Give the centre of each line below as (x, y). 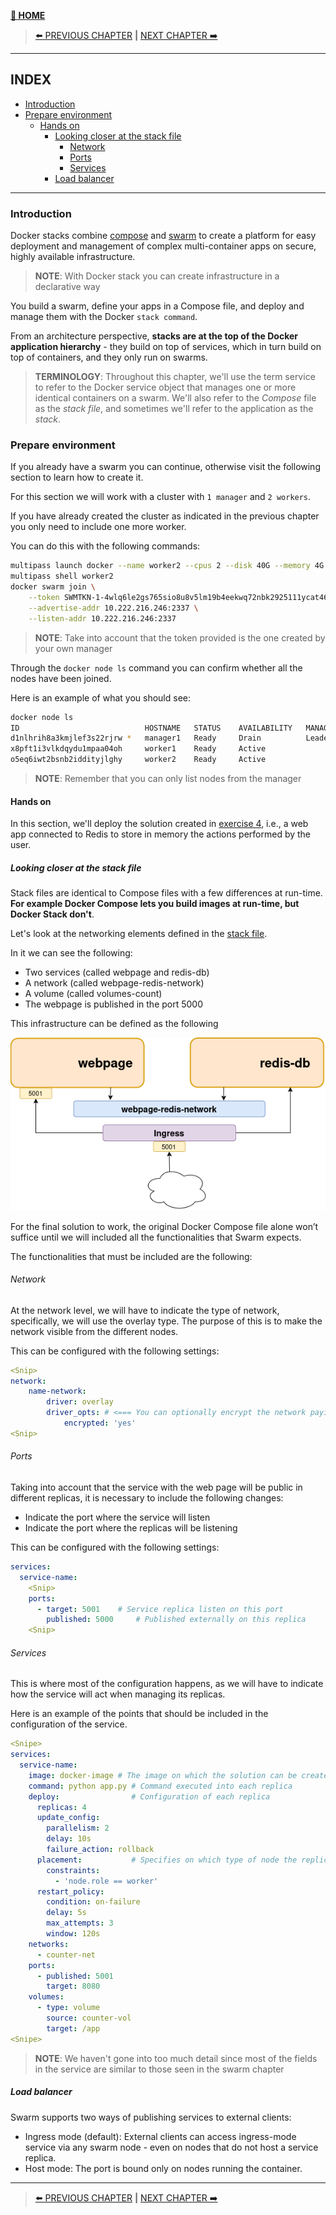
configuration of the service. (69, 1724)
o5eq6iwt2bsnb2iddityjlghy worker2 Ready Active (138, 760)
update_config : (68, 1818)
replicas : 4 (61, 1807)
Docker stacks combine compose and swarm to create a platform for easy (163, 236)
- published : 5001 (75, 1976)
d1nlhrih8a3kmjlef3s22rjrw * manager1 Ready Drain (136, 738)
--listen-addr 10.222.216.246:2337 (102, 618)
